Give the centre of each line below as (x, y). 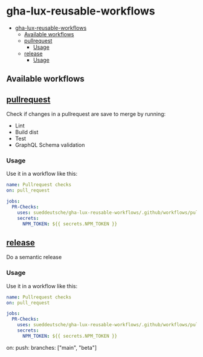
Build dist (27, 132)
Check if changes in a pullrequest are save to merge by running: (86, 114)
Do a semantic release (34, 257)
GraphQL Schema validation (50, 145)
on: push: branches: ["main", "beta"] (52, 347)
